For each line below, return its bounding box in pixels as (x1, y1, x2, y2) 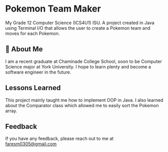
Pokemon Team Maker (5, 3, 101, 15)
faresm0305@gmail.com (5, 141, 57, 147)
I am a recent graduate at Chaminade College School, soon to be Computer (5, 58, 162, 64)
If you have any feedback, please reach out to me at (5, 135, 114, 141)
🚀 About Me (5, 45, 43, 53)
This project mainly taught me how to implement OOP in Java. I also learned (5, 97, 163, 103)
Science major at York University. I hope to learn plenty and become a (5, 63, 151, 69)
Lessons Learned (5, 84, 61, 92)
